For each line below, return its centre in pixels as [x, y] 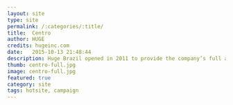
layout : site [26, 13]
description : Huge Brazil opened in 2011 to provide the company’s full [114, 59]
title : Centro [29, 33]
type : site [23, 20]
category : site [29, 84]
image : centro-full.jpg [42, 71]
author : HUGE [26, 39]
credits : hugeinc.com [38, 46]
